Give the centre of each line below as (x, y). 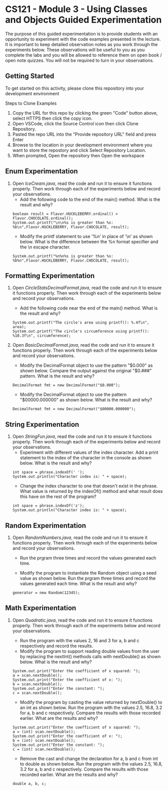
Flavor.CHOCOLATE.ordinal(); (43, 218)
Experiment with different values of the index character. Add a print (89, 452)
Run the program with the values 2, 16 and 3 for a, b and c (79, 640)
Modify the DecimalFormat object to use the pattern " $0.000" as (86, 365)
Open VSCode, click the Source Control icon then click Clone (75, 123)
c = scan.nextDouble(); (37, 693)
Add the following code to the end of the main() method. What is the (90, 199)
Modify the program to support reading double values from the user (90, 651)
